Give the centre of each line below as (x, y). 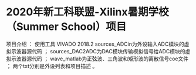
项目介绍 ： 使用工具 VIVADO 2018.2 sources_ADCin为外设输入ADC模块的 (95, 44)
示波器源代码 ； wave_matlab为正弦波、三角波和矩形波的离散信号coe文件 (100, 59)
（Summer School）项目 (66, 27)
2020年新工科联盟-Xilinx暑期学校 (87, 12)
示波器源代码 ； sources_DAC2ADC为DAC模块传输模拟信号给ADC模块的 (98, 51)
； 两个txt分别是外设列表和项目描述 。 (52, 66)
